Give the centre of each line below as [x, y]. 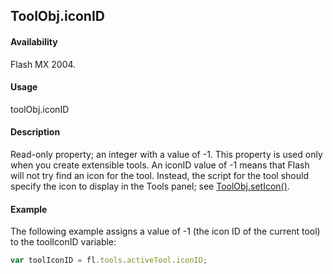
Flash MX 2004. [43, 64]
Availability [34, 41]
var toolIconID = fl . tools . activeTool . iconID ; [109, 260]
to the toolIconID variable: [63, 242]
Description [35, 132]
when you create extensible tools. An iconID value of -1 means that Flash [160, 165]
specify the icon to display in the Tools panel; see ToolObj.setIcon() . [150, 186]
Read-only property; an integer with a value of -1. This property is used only [166, 154]
